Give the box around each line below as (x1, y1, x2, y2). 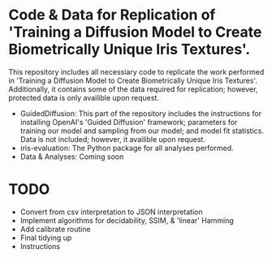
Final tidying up (19, 233, 72, 243)
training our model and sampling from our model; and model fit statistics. (19, 126, 265, 135)
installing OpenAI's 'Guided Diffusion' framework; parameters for (19, 117, 238, 127)
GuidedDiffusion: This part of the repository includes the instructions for (19, 108, 262, 118)
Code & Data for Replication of (8, 6, 216, 24)
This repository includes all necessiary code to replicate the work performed (8, 67, 265, 76)
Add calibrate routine (19, 224, 91, 234)
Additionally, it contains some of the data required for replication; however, (8, 84, 258, 94)
